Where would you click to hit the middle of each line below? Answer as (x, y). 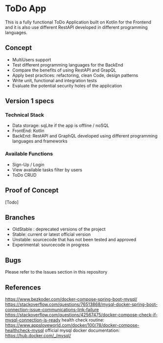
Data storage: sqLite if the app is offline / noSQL (60, 126)
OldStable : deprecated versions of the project (59, 229)
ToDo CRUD (24, 175)
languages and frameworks (40, 141)
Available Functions (29, 154)
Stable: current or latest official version (51, 234)
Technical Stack (24, 115)
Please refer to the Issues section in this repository (56, 272)
